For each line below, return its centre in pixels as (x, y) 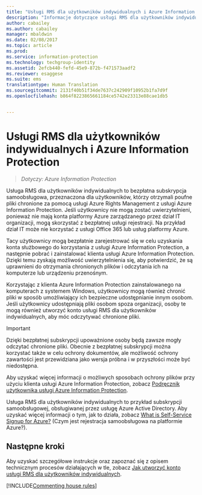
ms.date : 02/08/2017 (32, 40)
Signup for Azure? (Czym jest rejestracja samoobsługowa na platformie (94, 421)
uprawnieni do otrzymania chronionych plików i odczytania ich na (87, 266)
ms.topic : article (29, 46)
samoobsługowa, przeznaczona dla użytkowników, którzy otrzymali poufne (99, 197)
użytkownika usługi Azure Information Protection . (67, 390)
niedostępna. (23, 365)
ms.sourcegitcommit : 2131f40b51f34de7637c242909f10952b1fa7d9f (87, 91)
